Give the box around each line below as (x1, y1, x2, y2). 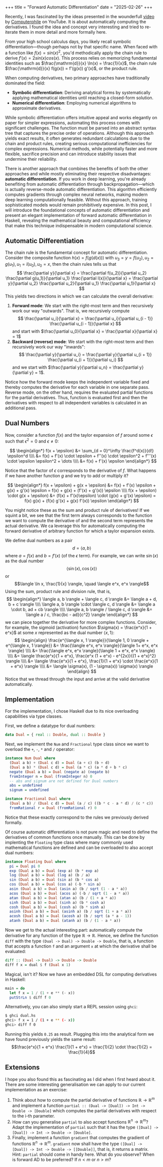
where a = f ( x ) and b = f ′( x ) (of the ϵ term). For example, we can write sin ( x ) (5, 552, 159, 558)
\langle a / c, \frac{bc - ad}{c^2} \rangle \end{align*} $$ (26, 612, 138, 617)
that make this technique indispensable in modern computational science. (5, 222, 153, 229)
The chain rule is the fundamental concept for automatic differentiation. (5, 250, 148, 255)
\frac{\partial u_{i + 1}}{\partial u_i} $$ (47, 357, 123, 363)
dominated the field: (5, 80, 45, 86)
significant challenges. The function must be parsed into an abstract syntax (5, 125, 157, 131)
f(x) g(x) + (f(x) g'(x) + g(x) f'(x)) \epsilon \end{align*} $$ (24, 498, 140, 504)
